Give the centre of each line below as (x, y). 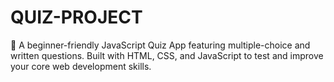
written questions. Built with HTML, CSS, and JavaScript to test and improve (167, 55)
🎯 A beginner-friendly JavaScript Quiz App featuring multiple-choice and (160, 45)
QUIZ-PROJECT (76, 17)
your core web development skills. (81, 66)
